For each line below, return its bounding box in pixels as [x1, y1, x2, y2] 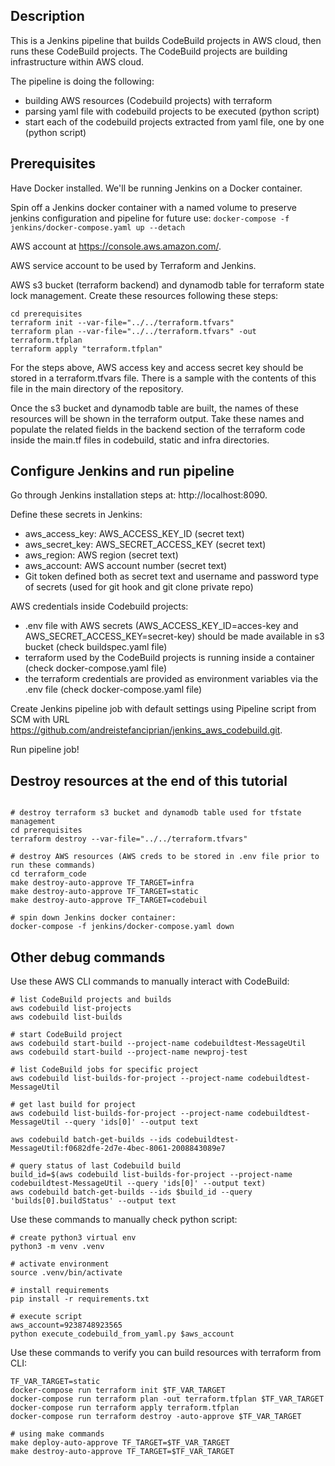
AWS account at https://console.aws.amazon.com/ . [10, 240, 222, 252]
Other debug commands [10, 949, 166, 966]
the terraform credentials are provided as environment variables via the [24, 673, 319, 685]
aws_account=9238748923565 [10, 1320, 123, 1331]
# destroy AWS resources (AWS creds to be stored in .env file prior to [10, 852, 320, 862]
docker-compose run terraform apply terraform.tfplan [10, 1403, 240, 1413]
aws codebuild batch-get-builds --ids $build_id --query [10, 1187, 253, 1198]
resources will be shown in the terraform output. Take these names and [10, 412, 305, 424]
